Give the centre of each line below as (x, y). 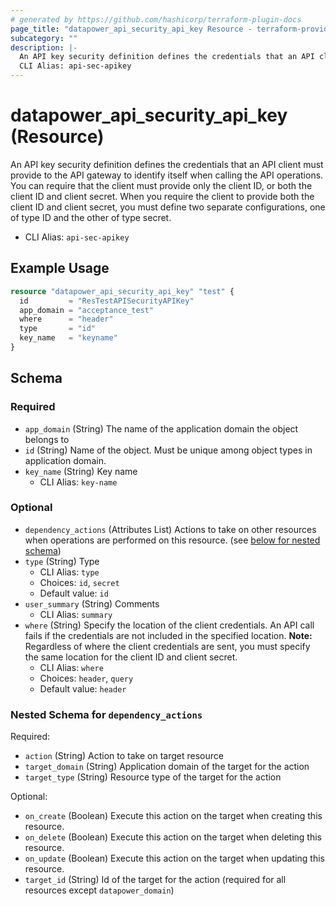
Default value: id (74, 593)
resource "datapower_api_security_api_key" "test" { (122, 291)
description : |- (44, 47)
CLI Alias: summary (76, 614)
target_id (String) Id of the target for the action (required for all (155, 880)
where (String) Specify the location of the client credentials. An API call (169, 625)
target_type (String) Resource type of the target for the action (153, 777)
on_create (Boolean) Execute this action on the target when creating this (173, 816)
